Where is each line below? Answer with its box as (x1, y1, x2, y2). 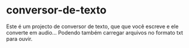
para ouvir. (6, 35, 33, 42)
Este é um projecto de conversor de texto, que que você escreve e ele (6, 23, 179, 30)
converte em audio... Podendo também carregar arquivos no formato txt (6, 29, 184, 36)
